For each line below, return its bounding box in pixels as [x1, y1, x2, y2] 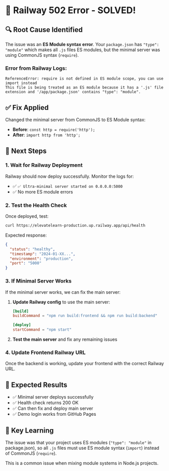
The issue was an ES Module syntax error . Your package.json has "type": [5, 42, 159, 47]
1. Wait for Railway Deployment [5, 162, 83, 169]
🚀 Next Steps [5, 146, 47, 155]
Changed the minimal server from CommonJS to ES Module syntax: [5, 116, 146, 123]
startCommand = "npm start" [12, 327, 72, 332]
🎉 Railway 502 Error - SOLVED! [5, 5, 136, 16]
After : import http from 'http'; [12, 132, 81, 138]
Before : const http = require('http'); [12, 127, 95, 133]
